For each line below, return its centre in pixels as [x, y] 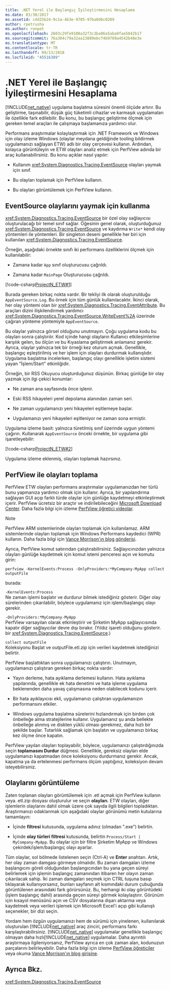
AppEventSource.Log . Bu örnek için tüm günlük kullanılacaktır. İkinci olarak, [82, 300]
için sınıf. [22, 170]
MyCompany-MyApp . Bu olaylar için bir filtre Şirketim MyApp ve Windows [85, 842]
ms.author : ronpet [25, 29]
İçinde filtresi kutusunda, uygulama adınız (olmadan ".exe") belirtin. [83, 826]
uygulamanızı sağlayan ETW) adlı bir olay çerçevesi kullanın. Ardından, [79, 144]
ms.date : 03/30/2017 [27, 15]
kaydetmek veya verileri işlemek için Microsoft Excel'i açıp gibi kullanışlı [80, 906]
